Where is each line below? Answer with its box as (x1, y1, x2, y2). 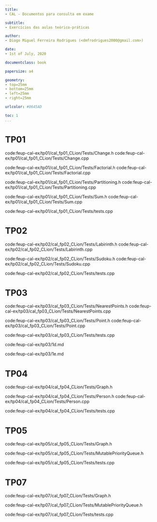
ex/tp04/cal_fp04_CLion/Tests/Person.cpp (5, 398, 89, 405)
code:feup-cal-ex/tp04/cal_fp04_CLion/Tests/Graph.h (5, 384, 113, 390)
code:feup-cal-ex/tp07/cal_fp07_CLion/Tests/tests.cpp (5, 512, 114, 518)
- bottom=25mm (5, 87, 34, 92)
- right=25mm (5, 95, 31, 101)
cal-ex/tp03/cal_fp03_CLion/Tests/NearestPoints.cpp (5, 308, 111, 314)
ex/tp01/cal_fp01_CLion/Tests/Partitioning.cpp (5, 184, 97, 190)
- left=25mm (5, 91, 29, 96)
